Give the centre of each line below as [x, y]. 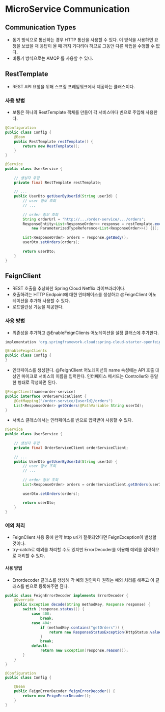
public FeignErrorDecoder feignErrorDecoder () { [65, 691]
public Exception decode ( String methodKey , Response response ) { [82, 605]
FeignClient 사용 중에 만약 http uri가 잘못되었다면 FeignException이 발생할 [84, 537]
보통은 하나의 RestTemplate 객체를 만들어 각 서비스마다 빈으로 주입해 [78, 112]
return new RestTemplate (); [51, 146]
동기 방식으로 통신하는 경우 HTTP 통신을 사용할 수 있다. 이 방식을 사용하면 [83, 40]
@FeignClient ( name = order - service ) [41, 392]
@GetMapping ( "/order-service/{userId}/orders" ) [63, 401]
